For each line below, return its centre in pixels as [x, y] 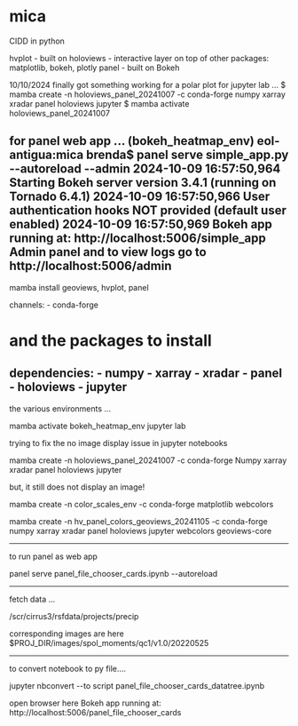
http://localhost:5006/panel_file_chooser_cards [95, 712]
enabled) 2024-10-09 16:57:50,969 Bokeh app [141, 224]
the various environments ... [60, 408]
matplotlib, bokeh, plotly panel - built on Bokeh [94, 68]
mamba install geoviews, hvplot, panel [79, 287]
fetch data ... [32, 599]
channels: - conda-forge [54, 305]
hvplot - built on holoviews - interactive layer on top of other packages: [139, 58]
